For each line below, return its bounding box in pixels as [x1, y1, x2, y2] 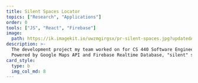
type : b [11, 63, 31, 69]
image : [6, 30, 22, 36]
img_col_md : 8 [11, 68, 46, 74]
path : [11, 36, 25, 41]
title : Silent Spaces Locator [6, 8, 81, 15]
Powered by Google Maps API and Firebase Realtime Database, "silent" [11, 52, 189, 58]
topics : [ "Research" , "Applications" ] [6, 14, 101, 20]
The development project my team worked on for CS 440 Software [11, 47, 173, 53]
